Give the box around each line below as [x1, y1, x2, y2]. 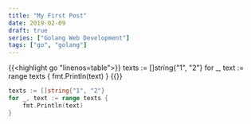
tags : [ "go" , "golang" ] [8, 41, 88, 49]
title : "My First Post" [8, 11, 88, 20]
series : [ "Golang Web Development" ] [8, 33, 130, 42]
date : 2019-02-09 [8, 19, 66, 27]
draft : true [8, 26, 48, 34]
